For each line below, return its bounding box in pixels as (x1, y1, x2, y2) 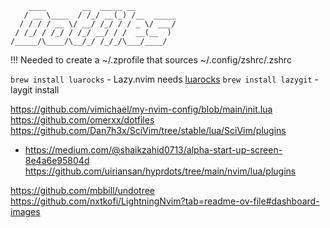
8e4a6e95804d (24, 155, 90, 166)
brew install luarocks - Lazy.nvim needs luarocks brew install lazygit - (10, 73, 320, 85)
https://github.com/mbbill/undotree (10, 185, 156, 196)
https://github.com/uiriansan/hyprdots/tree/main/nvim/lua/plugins (24, 165, 297, 177)
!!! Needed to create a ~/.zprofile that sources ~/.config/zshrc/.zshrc (10, 54, 292, 66)
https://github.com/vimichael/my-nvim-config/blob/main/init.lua (10, 103, 273, 115)
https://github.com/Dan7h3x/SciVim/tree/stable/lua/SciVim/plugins (10, 125, 287, 136)
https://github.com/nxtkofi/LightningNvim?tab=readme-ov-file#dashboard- (10, 195, 320, 207)
